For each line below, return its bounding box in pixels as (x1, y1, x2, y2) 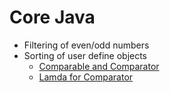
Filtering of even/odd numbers (23, 39, 150, 51)
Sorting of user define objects (23, 49, 148, 61)
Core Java (9, 6, 96, 29)
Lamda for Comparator (38, 71, 134, 83)
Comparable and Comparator (38, 60, 160, 72)
